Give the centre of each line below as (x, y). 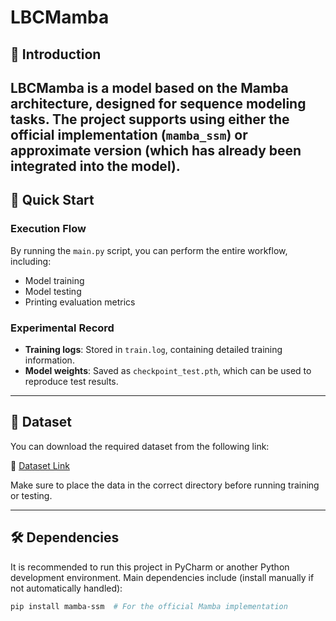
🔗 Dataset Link (40, 465)
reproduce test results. (71, 381)
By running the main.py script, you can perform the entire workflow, (149, 250)
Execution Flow (48, 229)
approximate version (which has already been (156, 150)
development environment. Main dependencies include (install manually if (162, 577)
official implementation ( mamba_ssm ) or (129, 134)
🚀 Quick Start (52, 200)
